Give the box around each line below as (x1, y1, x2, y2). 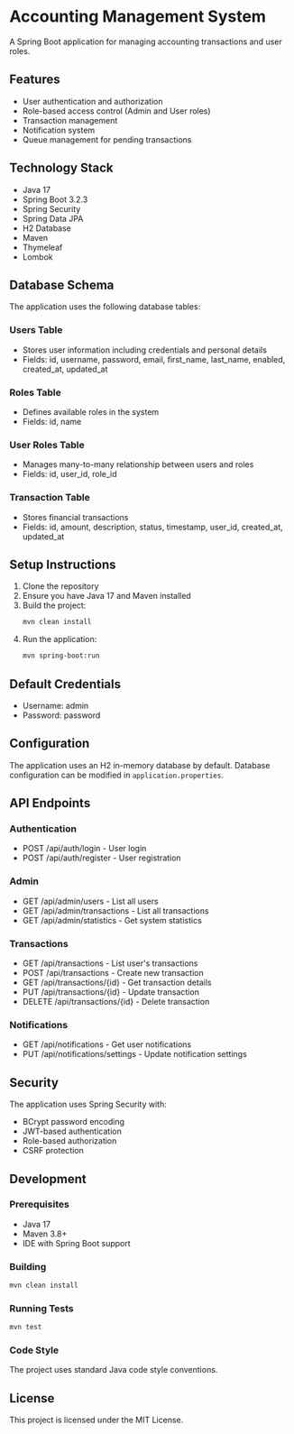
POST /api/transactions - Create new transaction (22, 968, 205, 979)
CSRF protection (22, 1145, 84, 1156)
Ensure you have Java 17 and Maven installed (22, 591, 191, 602)
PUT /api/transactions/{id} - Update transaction (22, 987, 200, 997)
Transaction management (22, 115, 118, 125)
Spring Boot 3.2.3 (22, 194, 88, 205)
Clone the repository (22, 581, 99, 592)
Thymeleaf (22, 242, 63, 253)
